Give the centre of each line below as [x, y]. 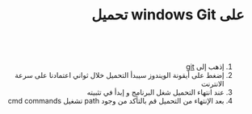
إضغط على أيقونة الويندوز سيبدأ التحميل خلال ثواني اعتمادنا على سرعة [120, 75]
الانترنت [212, 83]
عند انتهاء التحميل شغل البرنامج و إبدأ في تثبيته [155, 92]
